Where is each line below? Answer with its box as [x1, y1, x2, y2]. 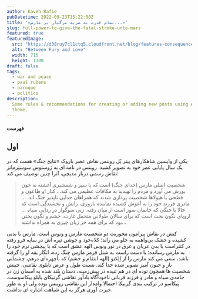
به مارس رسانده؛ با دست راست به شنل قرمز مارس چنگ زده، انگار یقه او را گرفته [6, 249, 185, 256]
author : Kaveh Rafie [6, 8, 58, 15]
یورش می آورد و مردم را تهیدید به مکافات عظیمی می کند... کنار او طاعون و [21, 187, 186, 194]
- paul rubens [12, 80, 46, 86]
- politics [12, 90, 39, 96]
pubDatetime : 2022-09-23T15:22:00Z [6, 14, 94, 20]
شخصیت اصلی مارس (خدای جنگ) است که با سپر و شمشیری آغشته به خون [21, 181, 186, 188]
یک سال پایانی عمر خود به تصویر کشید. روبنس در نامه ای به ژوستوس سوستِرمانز [6, 164, 183, 171]
